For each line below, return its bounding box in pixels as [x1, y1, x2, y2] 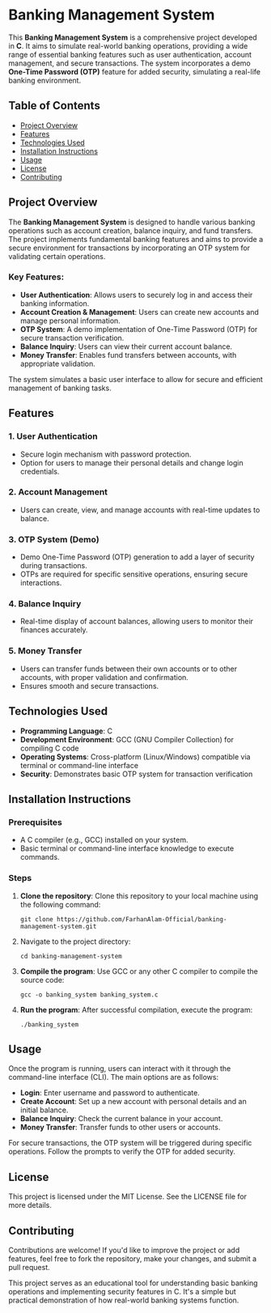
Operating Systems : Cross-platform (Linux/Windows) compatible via [19, 751, 251, 762]
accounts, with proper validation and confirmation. [19, 672, 188, 682]
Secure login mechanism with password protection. [19, 449, 192, 459]
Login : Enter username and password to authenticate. [19, 1088, 200, 1098]
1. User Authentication [8, 431, 99, 442]
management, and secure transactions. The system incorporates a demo [8, 58, 251, 68]
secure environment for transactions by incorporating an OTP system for [8, 243, 251, 253]
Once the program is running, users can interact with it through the [8, 1064, 231, 1073]
